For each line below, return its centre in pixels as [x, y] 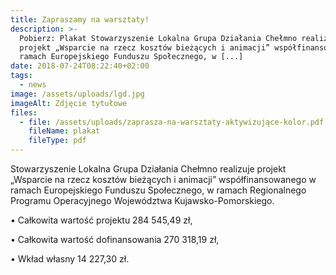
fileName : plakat [64, 131]
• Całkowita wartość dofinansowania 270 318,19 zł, [115, 239]
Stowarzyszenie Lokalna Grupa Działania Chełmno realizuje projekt [148, 169]
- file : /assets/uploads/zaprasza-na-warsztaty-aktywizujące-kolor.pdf [172, 122]
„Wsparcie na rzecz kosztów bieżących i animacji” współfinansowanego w [163, 179]
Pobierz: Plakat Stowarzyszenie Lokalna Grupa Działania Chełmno [158, 38]
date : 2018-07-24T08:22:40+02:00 [80, 66]
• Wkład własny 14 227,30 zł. [70, 259]
